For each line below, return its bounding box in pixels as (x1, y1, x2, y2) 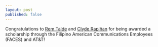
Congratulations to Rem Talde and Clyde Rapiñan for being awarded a (5, 25, 151, 31)
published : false (5, 12, 42, 17)
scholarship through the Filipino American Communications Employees (5, 31, 153, 37)
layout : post (5, 7, 33, 12)
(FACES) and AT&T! (5, 36, 45, 42)
